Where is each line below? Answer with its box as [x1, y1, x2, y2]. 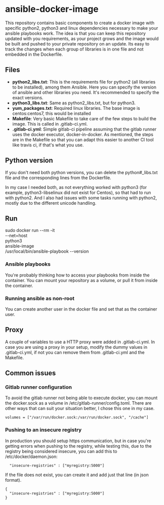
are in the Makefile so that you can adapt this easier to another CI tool [12, 137, 154, 142]
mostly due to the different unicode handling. [5, 200, 97, 206]
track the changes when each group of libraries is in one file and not [5, 46, 144, 52]
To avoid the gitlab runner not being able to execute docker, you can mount [5, 395, 158, 401]
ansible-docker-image [5, 3, 98, 15]
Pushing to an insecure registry [5, 426, 82, 433]
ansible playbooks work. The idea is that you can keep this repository [5, 30, 146, 36]
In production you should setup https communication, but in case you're [5, 438, 151, 444]
